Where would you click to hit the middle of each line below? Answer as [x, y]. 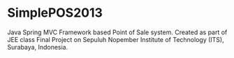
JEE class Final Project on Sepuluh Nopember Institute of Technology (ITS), [116, 39]
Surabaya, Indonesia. [38, 47]
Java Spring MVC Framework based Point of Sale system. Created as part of [117, 32]
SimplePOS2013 [55, 13]
